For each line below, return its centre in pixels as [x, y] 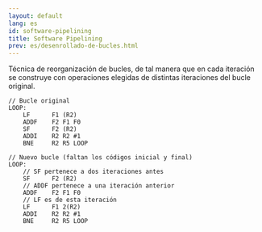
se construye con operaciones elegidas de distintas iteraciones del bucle [130, 78]
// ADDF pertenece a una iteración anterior [99, 186]
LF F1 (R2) [50, 115]
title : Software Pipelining [56, 38]
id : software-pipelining [50, 31]
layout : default [35, 16]
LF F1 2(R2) [52, 207]
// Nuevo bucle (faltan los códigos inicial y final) [101, 158]
